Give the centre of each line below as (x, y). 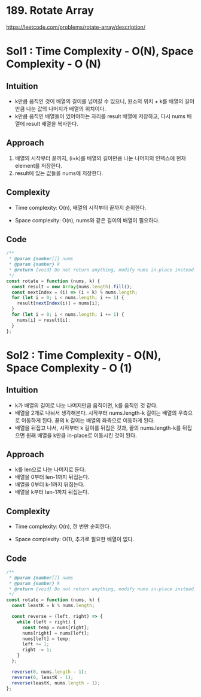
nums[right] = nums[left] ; (56, 633)
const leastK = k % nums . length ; (53, 606)
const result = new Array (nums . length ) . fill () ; (72, 286)
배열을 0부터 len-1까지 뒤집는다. (52, 477)
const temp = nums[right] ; (56, 627)
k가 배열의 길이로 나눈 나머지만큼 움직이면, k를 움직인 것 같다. (86, 405)
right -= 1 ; (37, 650)
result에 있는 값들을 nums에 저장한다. (59, 173)
